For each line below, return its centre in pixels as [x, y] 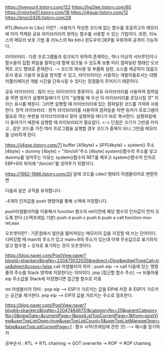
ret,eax [12, 223]
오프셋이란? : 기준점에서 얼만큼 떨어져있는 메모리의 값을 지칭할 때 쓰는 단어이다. [81, 233]
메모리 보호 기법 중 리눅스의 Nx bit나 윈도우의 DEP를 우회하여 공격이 [80, 40]
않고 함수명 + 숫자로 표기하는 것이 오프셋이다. [49, 246]
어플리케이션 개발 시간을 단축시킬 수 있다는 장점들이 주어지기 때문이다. [72, 81]
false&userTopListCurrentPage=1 [38, 327]
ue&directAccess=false [29, 266]
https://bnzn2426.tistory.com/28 [38, 17]
